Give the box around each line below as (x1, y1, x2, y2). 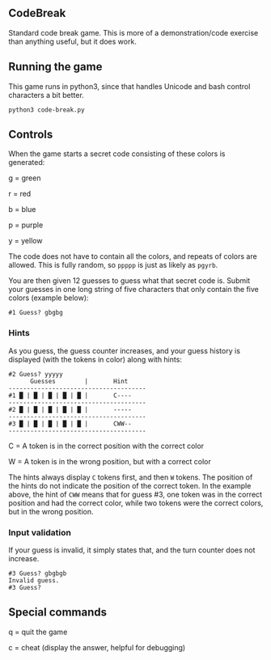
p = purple (8, 220, 44, 230)
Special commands (8, 606, 108, 620)
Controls (8, 128, 53, 142)
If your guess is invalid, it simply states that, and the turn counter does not (8, 545, 256, 555)
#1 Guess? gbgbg (8, 309, 63, 317)
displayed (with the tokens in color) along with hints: (8, 354, 182, 364)
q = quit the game (8, 627, 68, 637)
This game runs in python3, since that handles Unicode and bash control (8, 81, 251, 91)
